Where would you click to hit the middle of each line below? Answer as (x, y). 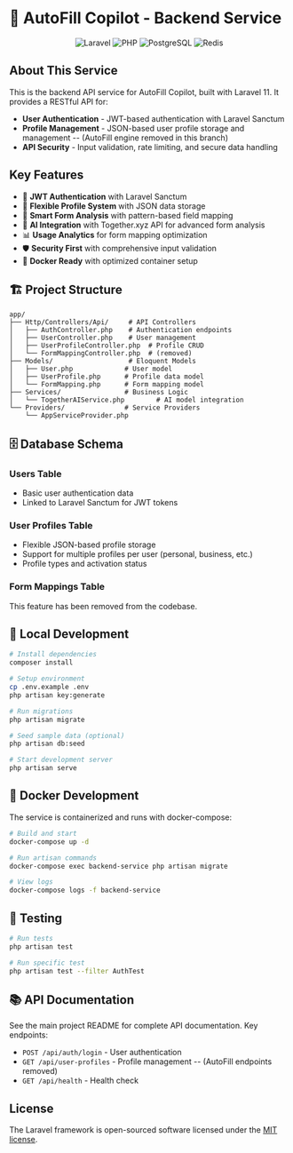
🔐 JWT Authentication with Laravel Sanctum (104, 196)
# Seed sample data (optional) (67, 736)
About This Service (63, 71)
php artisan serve (43, 768)
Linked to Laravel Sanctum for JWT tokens (100, 503)
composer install (41, 663)
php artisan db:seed (48, 744)
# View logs (31, 882)
